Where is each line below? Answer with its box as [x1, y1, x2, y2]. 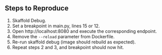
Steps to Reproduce [5, 4, 69, 13]
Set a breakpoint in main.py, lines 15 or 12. [12, 23, 100, 29]
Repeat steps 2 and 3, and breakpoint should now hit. [12, 44, 124, 50]
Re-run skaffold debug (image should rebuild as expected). [12, 39, 136, 45]
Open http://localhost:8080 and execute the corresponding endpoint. [12, 28, 157, 34]
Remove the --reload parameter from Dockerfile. [12, 33, 115, 39]
